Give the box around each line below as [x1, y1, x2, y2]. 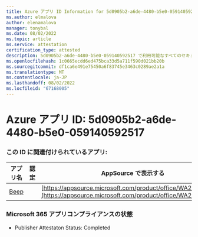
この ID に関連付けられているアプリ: [6, 148, 108, 156]
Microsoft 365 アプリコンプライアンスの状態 [6, 210, 133, 219]
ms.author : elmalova [6, 14, 57, 20]
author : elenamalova [6, 20, 57, 25]
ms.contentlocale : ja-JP [6, 74, 67, 80]
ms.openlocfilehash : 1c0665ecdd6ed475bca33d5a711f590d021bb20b [6, 58, 165, 64]
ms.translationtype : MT [6, 69, 65, 75]
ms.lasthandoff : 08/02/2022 [6, 80, 75, 86]
